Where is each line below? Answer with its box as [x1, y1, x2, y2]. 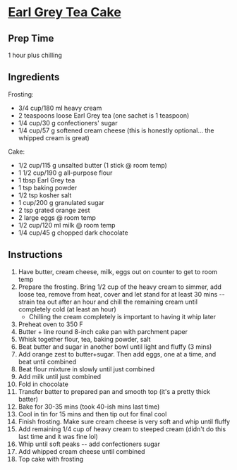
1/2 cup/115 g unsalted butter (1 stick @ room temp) [18, 161, 168, 169]
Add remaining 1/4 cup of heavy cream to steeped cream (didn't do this [18, 424, 226, 433]
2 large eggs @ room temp [18, 213, 96, 222]
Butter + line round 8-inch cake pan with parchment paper [18, 327, 188, 335]
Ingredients [8, 71, 60, 83]
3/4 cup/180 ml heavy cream [18, 104, 102, 112]
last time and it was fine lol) [18, 432, 98, 440]
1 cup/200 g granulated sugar [18, 198, 105, 206]
